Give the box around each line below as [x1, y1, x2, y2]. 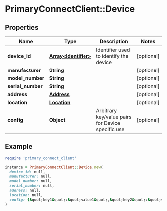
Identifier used [96, 46, 130, 53]
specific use [96, 126, 125, 133]
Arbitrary [96, 107, 117, 114]
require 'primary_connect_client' [5, 155, 77, 161]
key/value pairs [96, 113, 132, 120]
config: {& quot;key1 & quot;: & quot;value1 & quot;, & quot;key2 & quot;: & [9, 197, 150, 202]
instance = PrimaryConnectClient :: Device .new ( [5, 165, 103, 170]
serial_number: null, [9, 183, 55, 188]
